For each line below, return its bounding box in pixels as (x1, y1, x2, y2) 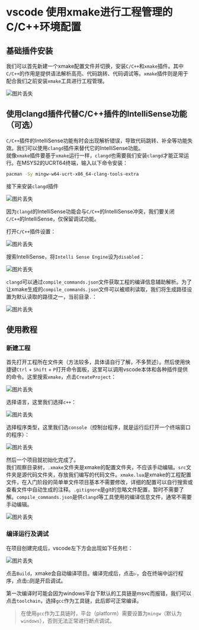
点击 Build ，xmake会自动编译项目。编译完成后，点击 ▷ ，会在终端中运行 (6, 569, 179, 577)
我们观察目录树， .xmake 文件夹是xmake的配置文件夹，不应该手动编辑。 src (6, 464, 187, 471)
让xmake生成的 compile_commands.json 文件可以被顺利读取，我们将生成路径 (6, 285, 187, 292)
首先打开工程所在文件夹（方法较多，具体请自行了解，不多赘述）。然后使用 (6, 358, 185, 365)
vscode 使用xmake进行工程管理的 (6, 5, 173, 19)
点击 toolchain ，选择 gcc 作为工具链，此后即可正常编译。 (6, 597, 142, 604)
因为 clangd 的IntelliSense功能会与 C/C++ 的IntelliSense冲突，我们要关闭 (6, 208, 175, 215)
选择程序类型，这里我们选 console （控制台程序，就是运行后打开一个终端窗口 (6, 424, 191, 431)
